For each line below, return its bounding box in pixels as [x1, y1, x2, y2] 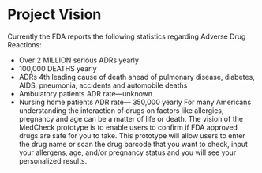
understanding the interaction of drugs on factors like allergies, [18, 105, 224, 115]
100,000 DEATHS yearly [18, 63, 97, 73]
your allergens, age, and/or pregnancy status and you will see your [18, 148, 237, 157]
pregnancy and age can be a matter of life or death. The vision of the [18, 114, 244, 123]
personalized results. [18, 156, 88, 165]
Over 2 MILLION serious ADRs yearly [18, 55, 140, 65]
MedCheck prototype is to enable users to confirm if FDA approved [18, 122, 238, 132]
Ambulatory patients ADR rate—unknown [18, 88, 153, 98]
